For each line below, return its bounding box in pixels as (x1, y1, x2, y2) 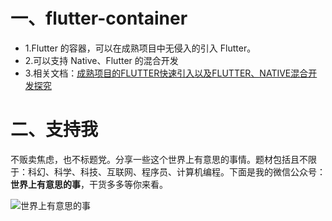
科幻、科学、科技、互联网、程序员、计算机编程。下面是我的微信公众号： (27, 165, 326, 178)
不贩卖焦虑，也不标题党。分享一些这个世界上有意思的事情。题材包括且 (10, 153, 300, 165)
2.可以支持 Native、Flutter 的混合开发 (24, 54, 179, 66)
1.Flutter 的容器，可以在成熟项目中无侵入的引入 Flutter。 (24, 42, 257, 54)
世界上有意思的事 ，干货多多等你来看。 (10, 178, 168, 190)
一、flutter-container (10, 7, 188, 30)
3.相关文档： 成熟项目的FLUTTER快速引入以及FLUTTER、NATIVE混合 (24, 67, 309, 79)
